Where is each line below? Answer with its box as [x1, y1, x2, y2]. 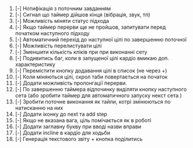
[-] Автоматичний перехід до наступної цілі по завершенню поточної [15, 36, 187, 43]
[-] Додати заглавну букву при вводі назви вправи [15, 123, 142, 130]
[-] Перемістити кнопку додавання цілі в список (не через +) [15, 67, 167, 74]
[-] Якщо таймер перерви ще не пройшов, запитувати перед [15, 23, 166, 30]
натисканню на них [15, 105, 64, 111]
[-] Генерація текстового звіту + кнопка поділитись [15, 136, 143, 142]
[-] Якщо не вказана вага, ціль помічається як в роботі [15, 117, 152, 123]
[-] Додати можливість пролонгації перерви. [15, 80, 127, 87]
